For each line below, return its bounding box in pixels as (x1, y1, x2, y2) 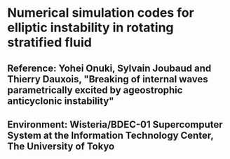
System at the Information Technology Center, (7, 129, 214, 141)
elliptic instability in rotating (7, 20, 174, 36)
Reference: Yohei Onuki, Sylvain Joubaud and (7, 62, 212, 74)
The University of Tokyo (7, 140, 115, 152)
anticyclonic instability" (7, 95, 114, 107)
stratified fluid (7, 35, 93, 50)
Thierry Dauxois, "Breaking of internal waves (7, 73, 208, 85)
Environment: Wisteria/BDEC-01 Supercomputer (7, 119, 223, 130)
